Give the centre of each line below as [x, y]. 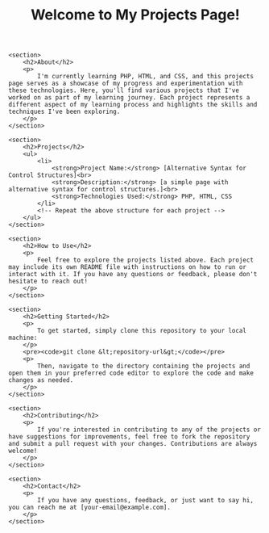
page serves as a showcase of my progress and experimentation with [126, 84]
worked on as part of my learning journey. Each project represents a [129, 98]
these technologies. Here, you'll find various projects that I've [124, 90]
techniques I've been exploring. [64, 112]
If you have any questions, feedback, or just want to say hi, [145, 501]
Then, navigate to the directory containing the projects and [144, 366]
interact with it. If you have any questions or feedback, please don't [133, 275]
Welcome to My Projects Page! [135, 15]
